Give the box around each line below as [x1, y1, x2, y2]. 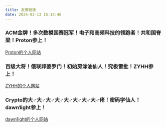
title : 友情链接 [5, 7, 36, 12]
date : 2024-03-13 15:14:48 [5, 12, 62, 17]
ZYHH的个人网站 [5, 83, 40, 89]
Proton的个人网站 [5, 49, 41, 55]
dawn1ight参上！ [5, 104, 47, 111]
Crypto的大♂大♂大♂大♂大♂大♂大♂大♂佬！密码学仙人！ [5, 96, 141, 103]
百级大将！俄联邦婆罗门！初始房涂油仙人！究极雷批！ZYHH [5, 63, 149, 70]
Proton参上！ [15, 37, 48, 44]
